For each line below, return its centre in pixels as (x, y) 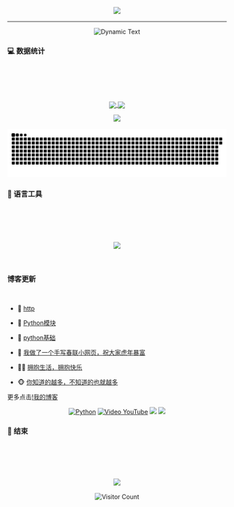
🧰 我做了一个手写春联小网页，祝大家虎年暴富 (81, 352)
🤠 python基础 (36, 338)
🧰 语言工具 (25, 194)
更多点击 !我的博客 (33, 397)
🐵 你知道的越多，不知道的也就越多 (68, 382)
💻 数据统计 (26, 51)
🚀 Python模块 (37, 323)
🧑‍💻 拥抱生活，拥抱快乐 (50, 367)
